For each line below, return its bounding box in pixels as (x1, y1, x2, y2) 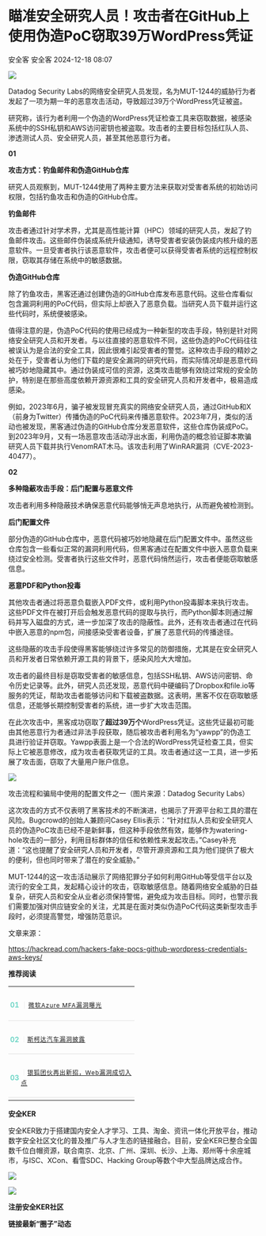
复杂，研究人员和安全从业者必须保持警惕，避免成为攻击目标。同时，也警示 (8, 891, 251, 901)
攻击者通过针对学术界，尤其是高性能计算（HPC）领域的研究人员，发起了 (8, 225, 245, 235)
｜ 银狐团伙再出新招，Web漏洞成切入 (21, 1068, 132, 1077)
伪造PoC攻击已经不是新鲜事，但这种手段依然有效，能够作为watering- (21, 825, 248, 834)
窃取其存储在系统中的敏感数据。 (21, 255, 127, 265)
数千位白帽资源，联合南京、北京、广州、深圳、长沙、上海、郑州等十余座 (8, 1146, 244, 1155)
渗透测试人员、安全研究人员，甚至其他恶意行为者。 (8, 132, 175, 143)
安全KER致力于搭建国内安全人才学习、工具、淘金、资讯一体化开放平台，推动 (8, 1126, 257, 1135)
